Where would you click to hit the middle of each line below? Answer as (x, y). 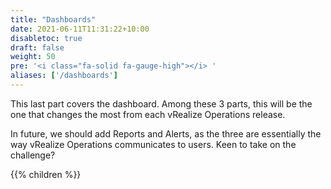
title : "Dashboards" (53, 19)
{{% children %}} (46, 174)
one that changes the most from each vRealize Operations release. (148, 114)
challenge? (33, 155)
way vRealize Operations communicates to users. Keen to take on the (153, 144)
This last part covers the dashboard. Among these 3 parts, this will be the (161, 103)
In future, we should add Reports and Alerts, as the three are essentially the (166, 133)
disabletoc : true (46, 38)
